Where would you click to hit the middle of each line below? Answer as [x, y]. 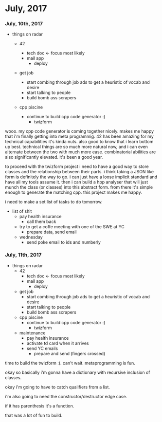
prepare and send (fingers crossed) [70, 353]
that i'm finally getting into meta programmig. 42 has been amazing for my [80, 136]
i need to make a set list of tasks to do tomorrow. [54, 202]
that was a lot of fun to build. [34, 415]
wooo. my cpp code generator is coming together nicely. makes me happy [80, 131]
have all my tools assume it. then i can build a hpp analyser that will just [77, 182]
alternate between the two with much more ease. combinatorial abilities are [81, 152]
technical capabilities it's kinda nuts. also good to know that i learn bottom [79, 142]
